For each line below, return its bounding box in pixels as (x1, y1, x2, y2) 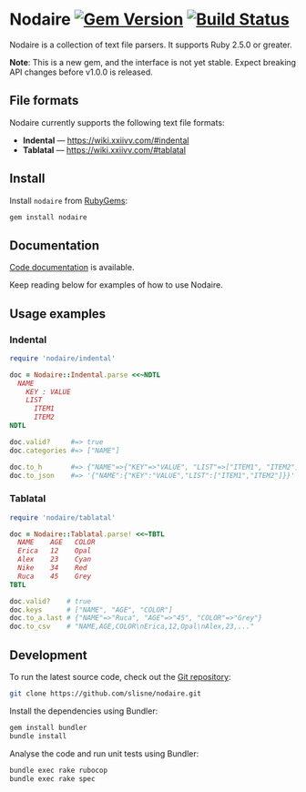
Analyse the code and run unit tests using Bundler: (9, 747, 199, 759)
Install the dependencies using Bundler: (9, 706, 158, 716)
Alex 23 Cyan (17, 555, 92, 564)
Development (9, 647, 88, 663)
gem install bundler (9, 723, 88, 732)
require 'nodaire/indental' (9, 353, 117, 363)
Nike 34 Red (17, 564, 88, 573)
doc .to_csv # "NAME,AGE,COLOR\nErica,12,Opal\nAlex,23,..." (9, 622, 255, 632)
